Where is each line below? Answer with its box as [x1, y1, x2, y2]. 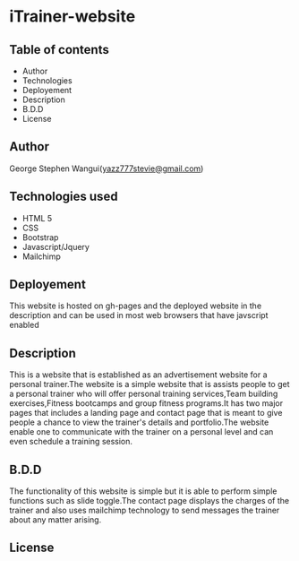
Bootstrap [21, 231, 59, 243]
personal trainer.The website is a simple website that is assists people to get [9, 379, 290, 390]
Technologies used [9, 189, 118, 204]
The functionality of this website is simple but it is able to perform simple [9, 486, 278, 496]
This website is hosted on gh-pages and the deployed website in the [9, 300, 262, 311]
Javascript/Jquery [21, 241, 90, 252]
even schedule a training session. [9, 436, 132, 447]
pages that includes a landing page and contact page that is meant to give [9, 408, 283, 419]
